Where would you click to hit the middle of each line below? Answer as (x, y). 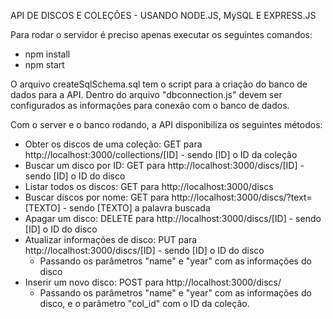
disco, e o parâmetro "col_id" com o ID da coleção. (144, 303)
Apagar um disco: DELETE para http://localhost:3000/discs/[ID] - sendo (173, 218)
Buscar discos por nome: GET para (97, 197)
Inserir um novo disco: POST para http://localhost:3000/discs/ (153, 282)
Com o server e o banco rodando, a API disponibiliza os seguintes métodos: (166, 124)
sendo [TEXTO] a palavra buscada (140, 208)
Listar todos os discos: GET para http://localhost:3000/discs (149, 186)
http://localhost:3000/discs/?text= (242, 197)
